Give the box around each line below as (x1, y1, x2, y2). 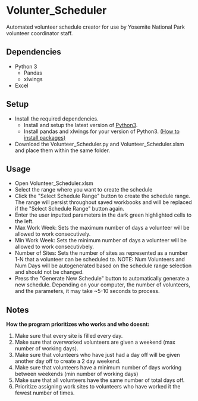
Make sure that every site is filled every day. (14, 332, 123, 340)
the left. (14, 218, 34, 225)
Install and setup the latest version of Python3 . (23, 121, 138, 128)
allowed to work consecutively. (14, 230, 91, 237)
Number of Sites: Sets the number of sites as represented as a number (14, 249, 188, 257)
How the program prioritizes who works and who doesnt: (6, 320, 150, 328)
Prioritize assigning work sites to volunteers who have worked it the (14, 383, 181, 390)
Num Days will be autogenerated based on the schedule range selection (14, 262, 192, 269)
